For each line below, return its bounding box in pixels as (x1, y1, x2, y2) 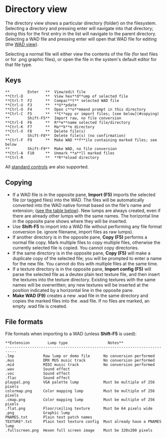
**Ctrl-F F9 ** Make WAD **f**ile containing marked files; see (5, 137, 157, 142)
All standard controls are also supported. (5, 163, 89, 169)
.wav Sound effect (5, 366, 70, 372)
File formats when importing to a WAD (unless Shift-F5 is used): (5, 331, 137, 337)
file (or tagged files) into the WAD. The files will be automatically (12, 196, 145, 203)
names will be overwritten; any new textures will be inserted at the (12, 281, 149, 288)
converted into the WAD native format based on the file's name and (12, 202, 151, 208)
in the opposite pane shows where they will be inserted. (12, 218, 127, 224)
